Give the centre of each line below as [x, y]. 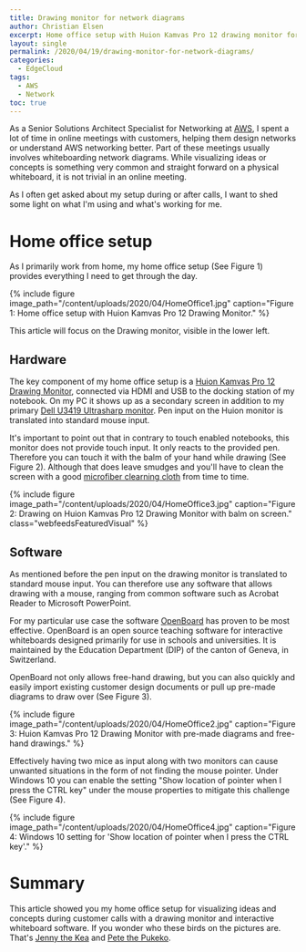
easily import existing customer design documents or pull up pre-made [143, 687]
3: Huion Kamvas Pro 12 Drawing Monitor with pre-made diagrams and [142, 733]
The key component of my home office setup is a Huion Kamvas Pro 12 [143, 382]
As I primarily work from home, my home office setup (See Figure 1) [137, 266]
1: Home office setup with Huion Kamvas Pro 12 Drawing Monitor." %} [140, 313]
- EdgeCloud [41, 69]
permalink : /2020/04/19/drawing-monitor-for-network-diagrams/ [132, 52]
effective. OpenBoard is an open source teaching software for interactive [146, 630]
